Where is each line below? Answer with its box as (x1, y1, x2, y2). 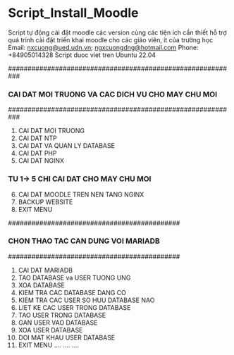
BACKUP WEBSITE (18, 197, 73, 206)
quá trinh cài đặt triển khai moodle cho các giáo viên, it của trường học (8, 35, 214, 44)
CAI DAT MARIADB (18, 266, 73, 274)
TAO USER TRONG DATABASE (18, 311, 106, 319)
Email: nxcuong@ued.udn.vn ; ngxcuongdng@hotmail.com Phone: (8, 43, 199, 51)
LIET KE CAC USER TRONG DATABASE (18, 303, 131, 311)
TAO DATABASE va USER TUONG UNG (18, 273, 131, 282)
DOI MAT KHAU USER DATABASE (18, 333, 116, 342)
